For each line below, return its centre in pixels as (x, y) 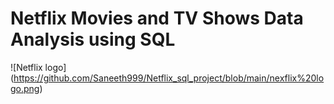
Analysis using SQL (93, 39)
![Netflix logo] (38, 67)
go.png (25, 88)
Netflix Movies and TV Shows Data (157, 18)
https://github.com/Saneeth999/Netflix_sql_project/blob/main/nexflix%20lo (169, 78)
